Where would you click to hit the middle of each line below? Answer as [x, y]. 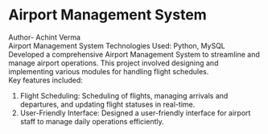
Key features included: [45, 80]
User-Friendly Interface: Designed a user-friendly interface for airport [135, 113]
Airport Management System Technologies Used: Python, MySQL [117, 45]
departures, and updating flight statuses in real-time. [107, 104]
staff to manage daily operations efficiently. [92, 121]
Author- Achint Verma [45, 37]
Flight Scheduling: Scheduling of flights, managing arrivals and [124, 95]
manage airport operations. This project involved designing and [113, 63]
